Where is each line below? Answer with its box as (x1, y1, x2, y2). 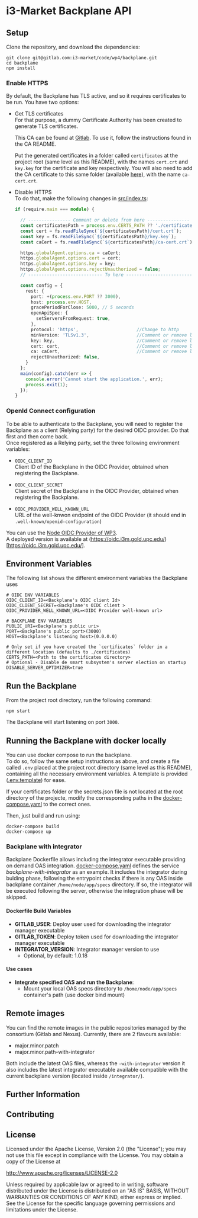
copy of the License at (6, 1158, 61, 1165)
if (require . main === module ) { (14, 206, 95, 213)
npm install (6, 65, 35, 71)
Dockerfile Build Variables (6, 907, 72, 914)
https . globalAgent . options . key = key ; (20, 261, 116, 267)
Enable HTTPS (6, 79, 48, 87)
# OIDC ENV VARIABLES (6, 592, 60, 598)
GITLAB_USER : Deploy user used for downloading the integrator (14, 920, 171, 928)
